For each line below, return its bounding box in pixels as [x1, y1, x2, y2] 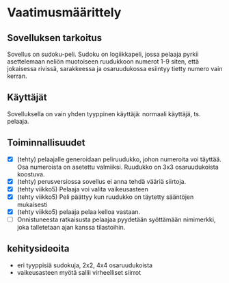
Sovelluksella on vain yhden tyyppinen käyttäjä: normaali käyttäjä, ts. [7, 109, 201, 118]
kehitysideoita [7, 243, 70, 254]
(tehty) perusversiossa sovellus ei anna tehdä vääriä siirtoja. [16, 177, 187, 185]
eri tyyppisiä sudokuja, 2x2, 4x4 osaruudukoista [16, 261, 152, 269]
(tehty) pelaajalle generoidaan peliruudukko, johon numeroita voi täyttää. [16, 155, 222, 163]
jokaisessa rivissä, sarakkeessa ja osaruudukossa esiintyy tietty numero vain [7, 65, 223, 72]
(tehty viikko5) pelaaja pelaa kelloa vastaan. [16, 207, 141, 216]
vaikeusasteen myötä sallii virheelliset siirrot [16, 268, 142, 276]
